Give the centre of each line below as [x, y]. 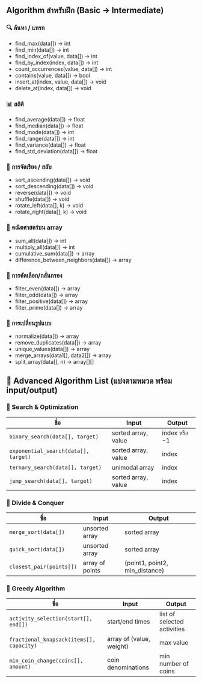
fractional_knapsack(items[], [53, 640]
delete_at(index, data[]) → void [53, 88]
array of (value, [129, 639]
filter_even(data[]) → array [47, 288]
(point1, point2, [146, 563]
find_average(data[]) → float [50, 119]
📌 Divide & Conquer [35, 503]
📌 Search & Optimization [42, 407]
